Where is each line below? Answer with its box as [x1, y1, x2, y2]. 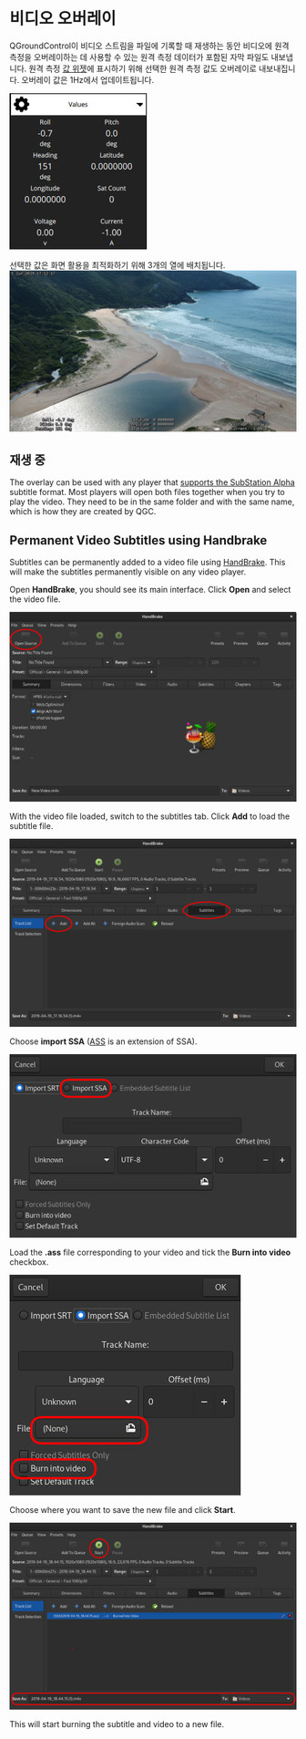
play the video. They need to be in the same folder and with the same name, [9, 496, 295, 507]
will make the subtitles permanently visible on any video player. [9, 566, 247, 577]
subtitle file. [9, 821, 54, 832]
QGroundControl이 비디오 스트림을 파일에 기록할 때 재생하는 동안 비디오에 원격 [9, 40, 290, 51]
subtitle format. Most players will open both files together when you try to [9, 487, 285, 498]
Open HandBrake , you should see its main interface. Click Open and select [9, 585, 291, 595]
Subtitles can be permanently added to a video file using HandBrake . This [9, 557, 286, 568]
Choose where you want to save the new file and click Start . [9, 1504, 236, 1515]
